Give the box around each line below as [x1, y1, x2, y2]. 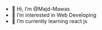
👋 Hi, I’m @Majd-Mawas [11, 6, 70, 12]
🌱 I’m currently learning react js [11, 18, 88, 24]
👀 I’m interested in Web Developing [11, 12, 97, 18]
